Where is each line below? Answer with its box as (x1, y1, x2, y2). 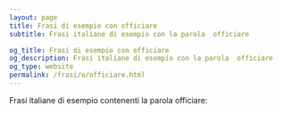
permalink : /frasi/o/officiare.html (9, 70, 145, 80)
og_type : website (9, 62, 74, 71)
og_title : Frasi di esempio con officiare (9, 45, 170, 54)
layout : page (9, 12, 58, 22)
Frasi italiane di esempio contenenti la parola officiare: (9, 94, 208, 105)
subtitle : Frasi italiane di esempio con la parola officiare (9, 29, 250, 38)
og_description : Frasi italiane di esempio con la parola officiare (9, 54, 274, 63)
